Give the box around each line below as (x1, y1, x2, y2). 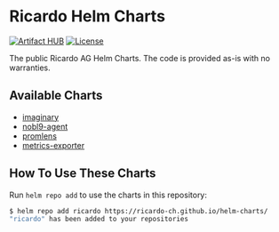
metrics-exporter (21, 140, 85, 150)
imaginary (21, 111, 60, 122)
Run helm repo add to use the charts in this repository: (9, 189, 207, 200)
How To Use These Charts (9, 166, 156, 181)
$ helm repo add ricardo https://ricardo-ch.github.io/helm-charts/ (9, 206, 268, 215)
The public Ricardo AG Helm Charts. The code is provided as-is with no (9, 52, 271, 63)
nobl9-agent (21, 121, 68, 132)
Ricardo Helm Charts (9, 6, 166, 27)
